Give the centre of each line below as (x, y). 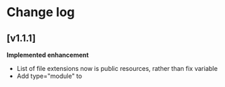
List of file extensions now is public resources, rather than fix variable (117, 68)
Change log (41, 12)
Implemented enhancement (48, 55)
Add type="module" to (49, 76)
